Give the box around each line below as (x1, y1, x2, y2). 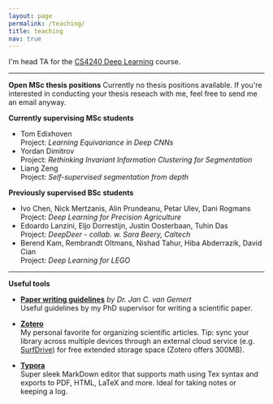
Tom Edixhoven (19, 129, 72, 139)
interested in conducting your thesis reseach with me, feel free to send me (8, 89, 258, 98)
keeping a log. (19, 387, 68, 397)
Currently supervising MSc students (8, 113, 134, 123)
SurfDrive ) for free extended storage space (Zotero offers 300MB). (19, 345, 245, 354)
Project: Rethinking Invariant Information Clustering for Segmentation (19, 155, 253, 165)
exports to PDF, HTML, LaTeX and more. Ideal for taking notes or (19, 378, 237, 388)
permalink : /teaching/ (8, 20, 85, 28)
